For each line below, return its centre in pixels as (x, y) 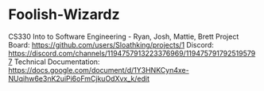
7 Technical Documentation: (54, 62)
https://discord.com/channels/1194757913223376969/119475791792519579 (132, 53)
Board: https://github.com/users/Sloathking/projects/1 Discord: (111, 44)
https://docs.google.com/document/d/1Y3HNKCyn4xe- (99, 70)
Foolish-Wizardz (64, 15)
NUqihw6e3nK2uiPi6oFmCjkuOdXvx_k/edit (79, 78)
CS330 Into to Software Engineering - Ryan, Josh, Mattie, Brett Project (124, 36)
